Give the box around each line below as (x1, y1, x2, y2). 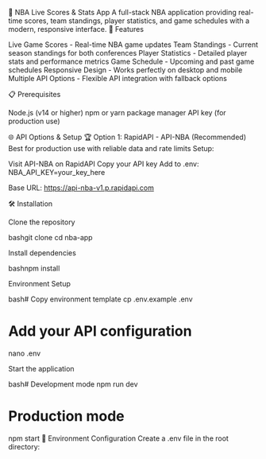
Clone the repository (8, 217, 75, 227)
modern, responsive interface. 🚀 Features (8, 25, 145, 33)
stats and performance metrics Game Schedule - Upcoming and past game (8, 56, 255, 66)
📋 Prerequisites (8, 90, 61, 99)
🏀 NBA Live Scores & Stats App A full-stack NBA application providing (8, 8, 237, 17)
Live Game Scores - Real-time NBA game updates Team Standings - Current (8, 40, 259, 49)
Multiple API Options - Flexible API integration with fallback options (8, 74, 228, 83)
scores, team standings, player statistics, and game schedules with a (24, 16, 250, 25)
